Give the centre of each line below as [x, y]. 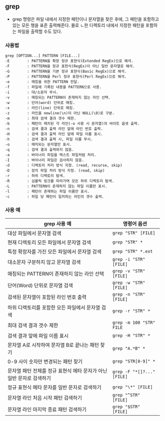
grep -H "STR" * [131, 336]
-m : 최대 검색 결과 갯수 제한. [41, 118]
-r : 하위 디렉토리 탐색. [35, 176]
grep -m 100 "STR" [134, 323]
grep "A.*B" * [129, 349]
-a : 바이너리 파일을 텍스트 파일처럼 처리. [51, 155]
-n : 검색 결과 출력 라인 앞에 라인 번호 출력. [54, 129]
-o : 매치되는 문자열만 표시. [39, 145]
